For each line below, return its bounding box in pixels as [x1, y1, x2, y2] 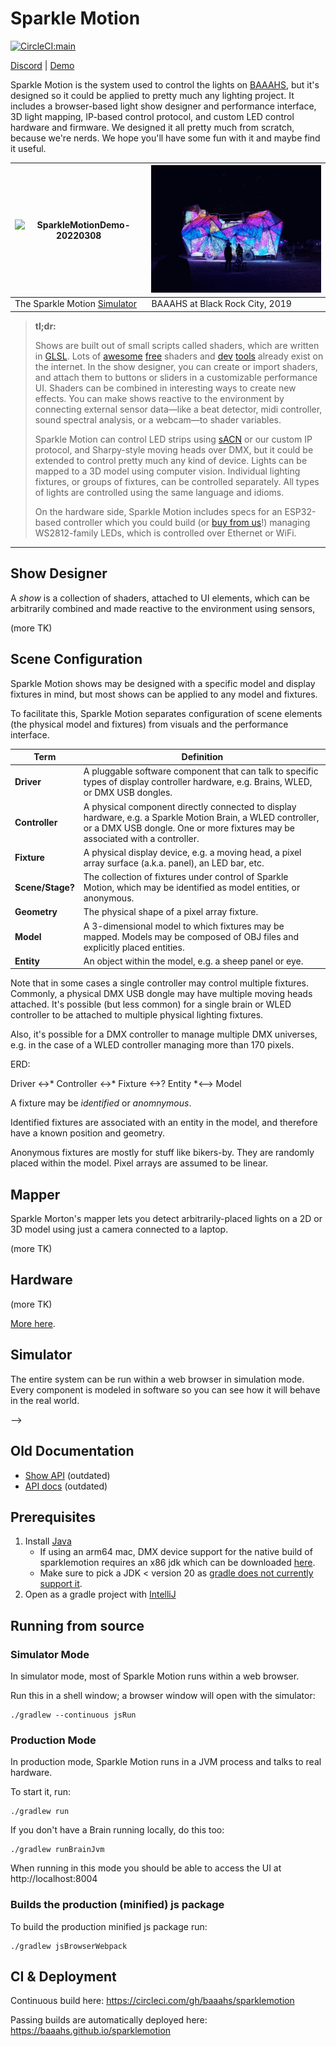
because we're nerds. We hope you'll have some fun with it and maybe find [10, 132, 321, 144]
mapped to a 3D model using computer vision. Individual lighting [34, 465, 301, 477]
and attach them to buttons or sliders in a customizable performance [34, 371, 318, 383]
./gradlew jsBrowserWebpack [10, 1941, 128, 1951]
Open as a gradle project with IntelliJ [24, 1588, 177, 1601]
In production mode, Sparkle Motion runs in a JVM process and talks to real [10, 1756, 322, 1768]
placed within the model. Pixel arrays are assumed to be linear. [10, 1157, 269, 1169]
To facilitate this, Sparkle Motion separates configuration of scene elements [10, 707, 323, 719]
